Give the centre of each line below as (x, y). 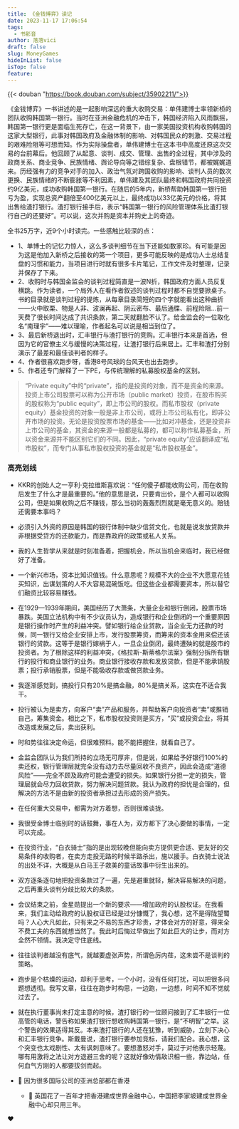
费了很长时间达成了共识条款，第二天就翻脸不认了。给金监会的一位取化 (127, 317)
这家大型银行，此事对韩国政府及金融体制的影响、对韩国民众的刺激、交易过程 (119, 135)
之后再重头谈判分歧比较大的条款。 (68, 889)
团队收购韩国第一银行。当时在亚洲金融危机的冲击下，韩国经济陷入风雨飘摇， (119, 118)
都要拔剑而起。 (83, 1065)
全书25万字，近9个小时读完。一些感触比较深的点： (82, 230)
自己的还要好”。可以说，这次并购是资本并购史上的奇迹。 (96, 215)
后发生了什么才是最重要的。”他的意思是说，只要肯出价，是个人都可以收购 (123, 494)
